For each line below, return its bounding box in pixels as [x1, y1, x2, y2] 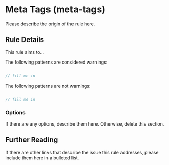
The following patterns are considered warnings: [5, 59, 108, 65]
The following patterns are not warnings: [5, 82, 91, 89]
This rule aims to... [5, 49, 44, 55]
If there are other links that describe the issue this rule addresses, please [5, 149, 159, 155]
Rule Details [5, 35, 44, 44]
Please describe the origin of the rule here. [5, 20, 95, 27]
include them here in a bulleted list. [5, 155, 79, 161]
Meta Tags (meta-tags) [5, 4, 106, 15]
